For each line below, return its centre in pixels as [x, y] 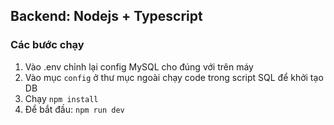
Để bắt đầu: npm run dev [74, 109]
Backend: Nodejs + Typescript [106, 16]
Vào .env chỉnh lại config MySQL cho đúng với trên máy [139, 66]
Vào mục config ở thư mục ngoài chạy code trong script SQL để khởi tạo [174, 77]
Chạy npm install [61, 98]
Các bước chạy [47, 45]
